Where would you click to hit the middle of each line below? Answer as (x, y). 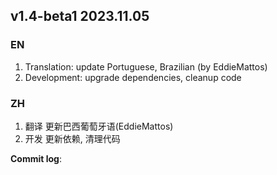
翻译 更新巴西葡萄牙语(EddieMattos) (99, 126)
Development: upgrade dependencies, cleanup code (133, 77)
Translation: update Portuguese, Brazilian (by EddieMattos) (146, 66)
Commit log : (36, 158)
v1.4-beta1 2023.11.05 (80, 16)
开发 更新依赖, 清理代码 (72, 138)
